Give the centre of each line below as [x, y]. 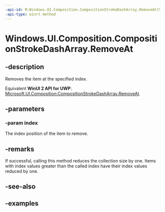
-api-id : [14, 10]
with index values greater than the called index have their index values [76, 166]
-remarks [20, 149]
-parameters [25, 109]
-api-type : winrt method [30, 14]
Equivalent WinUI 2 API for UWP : [39, 88]
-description [25, 67]
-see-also [20, 187]
